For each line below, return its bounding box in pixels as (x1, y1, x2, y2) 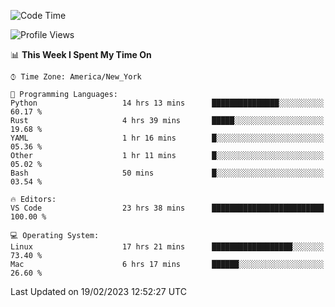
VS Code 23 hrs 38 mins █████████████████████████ (10, 203, 325, 213)
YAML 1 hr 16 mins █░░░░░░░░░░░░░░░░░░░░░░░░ (10, 133, 325, 143)
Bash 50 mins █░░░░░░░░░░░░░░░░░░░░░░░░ (10, 168, 325, 178)
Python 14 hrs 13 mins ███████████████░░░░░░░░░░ (10, 98, 325, 108)
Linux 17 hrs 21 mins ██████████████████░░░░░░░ (10, 242, 325, 252)
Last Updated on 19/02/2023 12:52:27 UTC (10, 286, 187, 297)
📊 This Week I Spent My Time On (10, 49, 152, 60)
